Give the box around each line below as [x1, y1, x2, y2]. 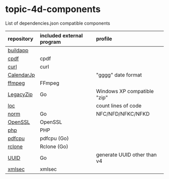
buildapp [8, 47, 29, 54]
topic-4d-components [5, 4, 101, 15]
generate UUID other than [96, 151, 157, 158]
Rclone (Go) [40, 143, 68, 150]
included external [40, 32, 83, 39]
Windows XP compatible [96, 87, 154, 95]
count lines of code [96, 102, 142, 109]
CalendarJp [8, 71, 35, 78]
